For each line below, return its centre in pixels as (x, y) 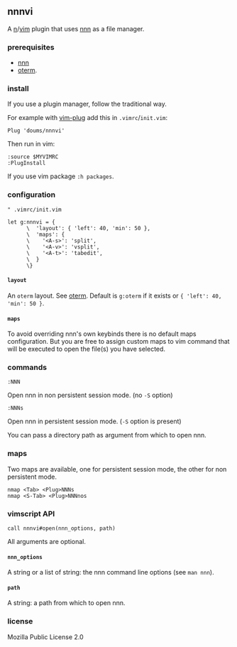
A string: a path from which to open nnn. (66, 603)
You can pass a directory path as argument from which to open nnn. (107, 435)
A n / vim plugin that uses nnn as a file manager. (76, 28)
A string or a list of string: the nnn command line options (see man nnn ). (111, 572)
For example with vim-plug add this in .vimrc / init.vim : (88, 118)
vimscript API (31, 513)
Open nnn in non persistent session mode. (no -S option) (90, 395)
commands (27, 367)
